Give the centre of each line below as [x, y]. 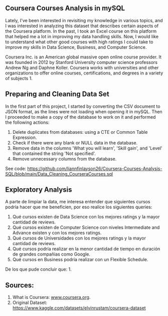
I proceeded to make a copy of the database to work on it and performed [80, 117]
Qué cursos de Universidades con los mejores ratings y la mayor [79, 238]
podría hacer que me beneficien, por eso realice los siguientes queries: [79, 207]
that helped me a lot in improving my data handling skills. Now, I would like [82, 36]
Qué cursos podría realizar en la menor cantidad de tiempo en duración [86, 249]
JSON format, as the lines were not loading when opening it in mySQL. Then [84, 111]
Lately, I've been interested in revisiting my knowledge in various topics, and [84, 20]
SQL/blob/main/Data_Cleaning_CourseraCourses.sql [59, 174]
